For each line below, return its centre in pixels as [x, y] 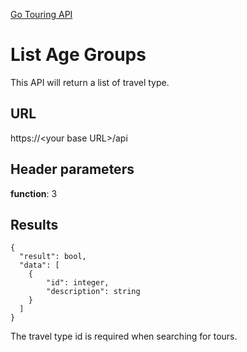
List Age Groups [78, 55]
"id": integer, [78, 283]
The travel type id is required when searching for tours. [124, 336]
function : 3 [34, 193]
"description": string [93, 292]
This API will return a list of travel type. [90, 82]
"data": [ [39, 265]
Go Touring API [41, 14]
